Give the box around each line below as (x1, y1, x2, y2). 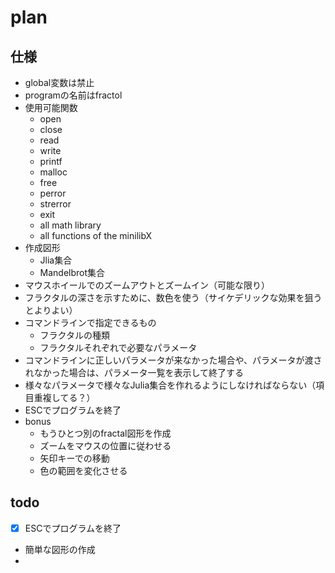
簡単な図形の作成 (24, 543, 96, 555)
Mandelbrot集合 (39, 267, 106, 278)
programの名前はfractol (24, 89, 123, 101)
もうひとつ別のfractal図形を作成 (39, 427, 172, 439)
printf (39, 156, 63, 167)
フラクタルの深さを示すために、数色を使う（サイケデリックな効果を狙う (24, 292, 323, 303)
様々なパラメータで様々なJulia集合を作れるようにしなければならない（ (24, 379, 317, 391)
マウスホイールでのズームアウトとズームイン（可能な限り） (24, 279, 270, 291)
